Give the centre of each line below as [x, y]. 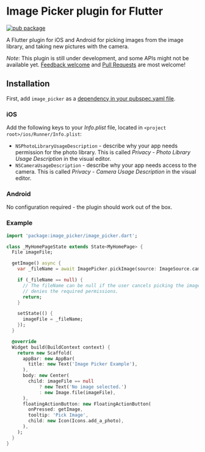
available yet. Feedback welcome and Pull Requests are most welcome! [96, 65]
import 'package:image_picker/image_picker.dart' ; [72, 236]
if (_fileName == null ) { [50, 280]
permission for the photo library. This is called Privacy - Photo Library [103, 152]
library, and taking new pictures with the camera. [68, 46]
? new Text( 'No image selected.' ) [83, 387]
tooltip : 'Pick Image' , [58, 415]
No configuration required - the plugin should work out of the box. [89, 207]
